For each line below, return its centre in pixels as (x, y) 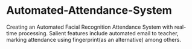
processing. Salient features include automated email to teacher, (98, 33)
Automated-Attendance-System (89, 10)
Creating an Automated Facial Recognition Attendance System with (90, 27)
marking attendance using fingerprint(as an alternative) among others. (94, 39)
